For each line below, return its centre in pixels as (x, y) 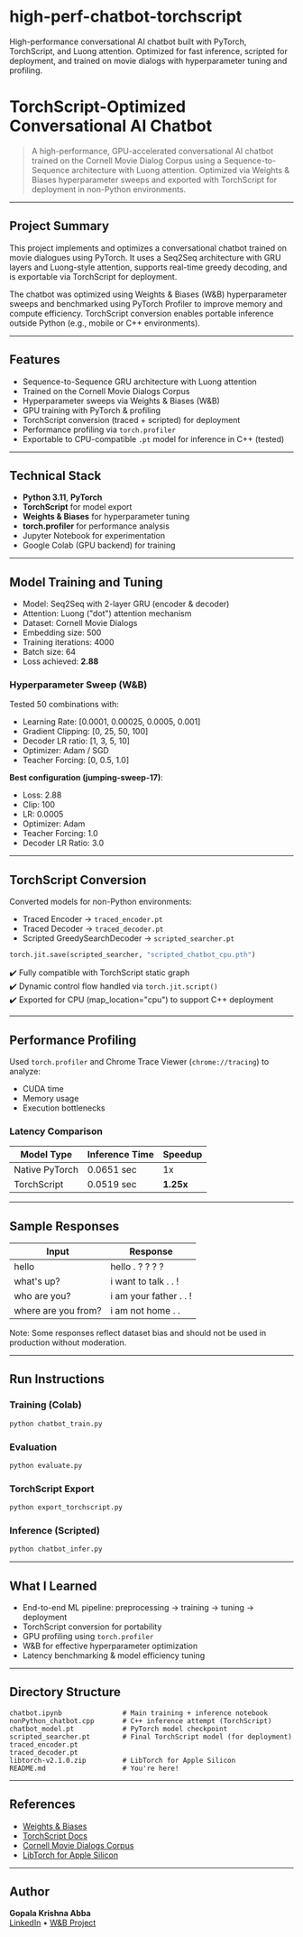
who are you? (42, 1296)
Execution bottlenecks (64, 1108)
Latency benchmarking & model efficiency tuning (114, 1655)
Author (29, 1891)
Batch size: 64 (49, 652)
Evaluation (33, 1447)
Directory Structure (65, 1692)
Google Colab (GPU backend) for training (99, 545)
